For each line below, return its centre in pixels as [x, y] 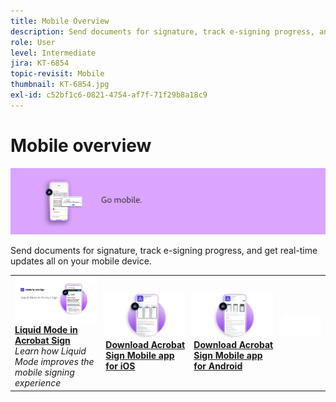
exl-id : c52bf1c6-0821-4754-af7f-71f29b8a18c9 [109, 95]
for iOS [120, 366]
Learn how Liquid [50, 351]
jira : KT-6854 [40, 63]
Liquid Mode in [46, 330]
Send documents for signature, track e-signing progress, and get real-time [164, 250]
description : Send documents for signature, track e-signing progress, [162, 31]
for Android [218, 366]
